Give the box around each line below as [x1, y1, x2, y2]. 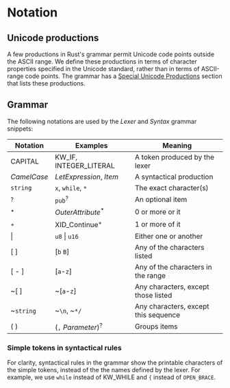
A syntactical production [134, 172, 214, 181]
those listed [134, 290, 172, 300]
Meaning [162, 140, 192, 150]
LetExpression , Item [54, 172, 118, 181]
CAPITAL [10, 156, 39, 166]
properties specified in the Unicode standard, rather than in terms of [7, 65, 200, 73]
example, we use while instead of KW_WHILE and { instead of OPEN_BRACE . [7, 373, 216, 381]
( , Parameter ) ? [54, 321, 103, 333]
